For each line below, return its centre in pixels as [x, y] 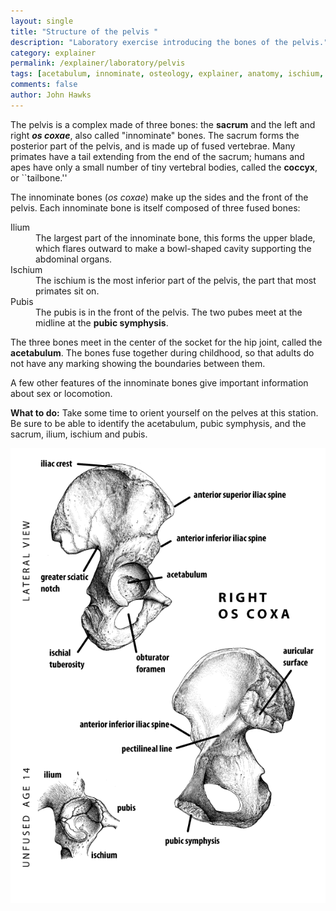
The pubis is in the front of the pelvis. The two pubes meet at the [169, 312]
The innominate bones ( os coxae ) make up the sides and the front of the [159, 197]
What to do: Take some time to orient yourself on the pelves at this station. [164, 412]
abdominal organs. [74, 259]
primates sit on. [67, 291]
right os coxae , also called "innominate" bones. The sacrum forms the [155, 135]
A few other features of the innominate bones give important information [159, 382]
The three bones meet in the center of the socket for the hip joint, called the [166, 342]
